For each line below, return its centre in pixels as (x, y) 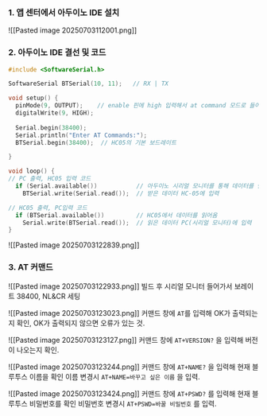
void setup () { (33, 98)
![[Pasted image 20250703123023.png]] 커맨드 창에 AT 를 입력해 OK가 (119, 313)
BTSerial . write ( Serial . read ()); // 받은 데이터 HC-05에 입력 (121, 193)
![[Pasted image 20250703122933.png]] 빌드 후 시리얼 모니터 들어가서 (120, 286)
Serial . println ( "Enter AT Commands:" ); (81, 135)
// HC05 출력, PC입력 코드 (48, 208)
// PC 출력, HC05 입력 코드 (50, 179)
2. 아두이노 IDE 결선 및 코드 (57, 52)
